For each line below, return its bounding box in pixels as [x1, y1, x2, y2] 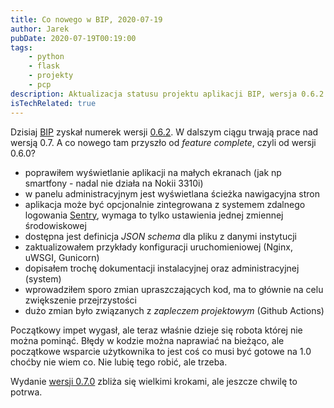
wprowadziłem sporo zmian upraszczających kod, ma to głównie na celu [24, 283, 324, 295]
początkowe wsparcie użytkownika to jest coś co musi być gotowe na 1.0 [10, 345, 312, 357]
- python [28, 52, 65, 62]
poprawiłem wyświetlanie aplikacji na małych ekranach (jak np [24, 166, 282, 178]
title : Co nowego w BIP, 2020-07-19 [10, 14, 163, 25]
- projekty [28, 71, 74, 81]
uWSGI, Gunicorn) [24, 251, 100, 263]
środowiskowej [24, 219, 87, 231]
